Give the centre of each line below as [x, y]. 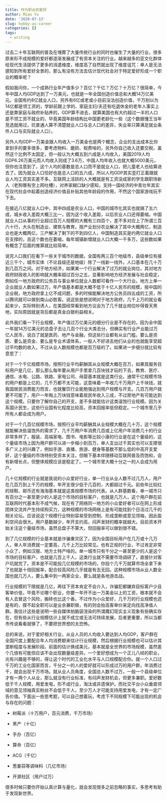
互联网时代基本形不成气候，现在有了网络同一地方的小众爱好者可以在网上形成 [83, 503]
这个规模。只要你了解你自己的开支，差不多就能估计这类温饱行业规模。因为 [81, 401]
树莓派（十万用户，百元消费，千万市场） [54, 713]
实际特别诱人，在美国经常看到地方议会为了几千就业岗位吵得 [83, 306]
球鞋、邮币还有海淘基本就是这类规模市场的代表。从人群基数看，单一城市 [83, 490]
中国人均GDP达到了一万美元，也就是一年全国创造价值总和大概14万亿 [80, 94]
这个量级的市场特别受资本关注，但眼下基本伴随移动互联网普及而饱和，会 [88, 455]
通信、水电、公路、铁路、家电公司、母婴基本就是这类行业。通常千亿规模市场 [83, 376]
